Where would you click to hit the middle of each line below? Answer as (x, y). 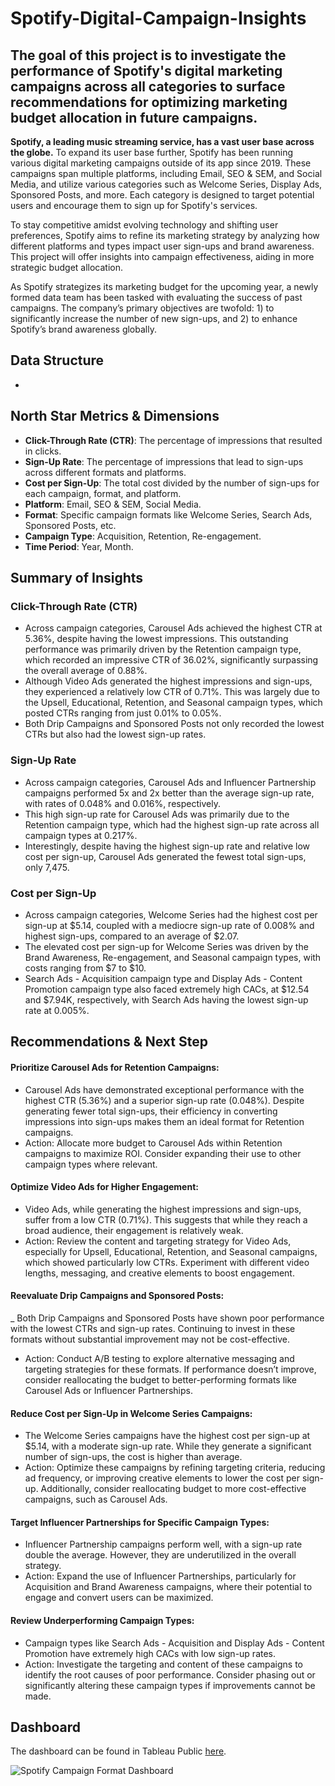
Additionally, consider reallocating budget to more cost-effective (173, 1489)
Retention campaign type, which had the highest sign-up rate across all (172, 824)
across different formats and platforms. (105, 472)
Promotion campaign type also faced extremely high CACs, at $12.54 (167, 989)
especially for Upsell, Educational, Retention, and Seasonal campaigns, (171, 1251)
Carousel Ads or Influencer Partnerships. (108, 1390)
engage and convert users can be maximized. (119, 1598)
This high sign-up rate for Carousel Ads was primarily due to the (157, 814)
